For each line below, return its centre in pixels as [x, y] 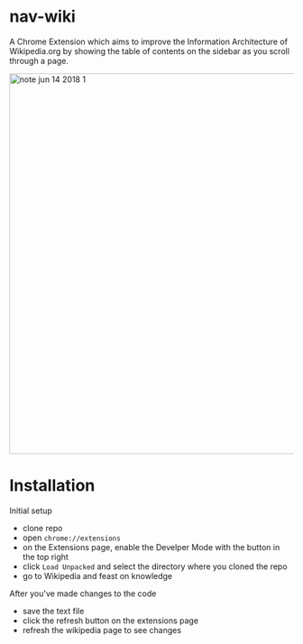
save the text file [53, 611]
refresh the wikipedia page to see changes [102, 630]
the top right [46, 557]
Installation [52, 486]
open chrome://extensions [72, 538]
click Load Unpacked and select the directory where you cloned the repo [155, 566]
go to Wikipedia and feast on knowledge [97, 575]
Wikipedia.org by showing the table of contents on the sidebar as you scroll [150, 51]
